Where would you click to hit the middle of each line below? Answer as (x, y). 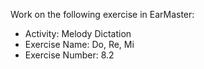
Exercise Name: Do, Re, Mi (79, 44)
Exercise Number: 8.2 (69, 55)
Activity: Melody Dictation (78, 33)
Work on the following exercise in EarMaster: (102, 14)
